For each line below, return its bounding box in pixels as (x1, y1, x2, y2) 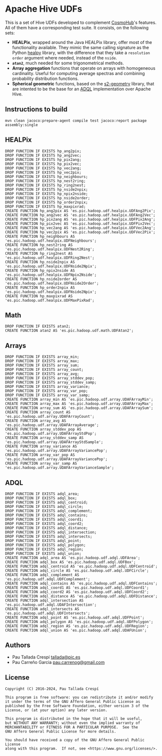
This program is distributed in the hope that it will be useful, (5, 716, 143, 721)
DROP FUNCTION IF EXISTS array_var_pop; (5, 388, 89, 393)
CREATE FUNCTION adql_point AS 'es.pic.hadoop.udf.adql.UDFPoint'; (5, 615, 145, 620)
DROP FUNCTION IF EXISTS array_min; (5, 354, 79, 359)
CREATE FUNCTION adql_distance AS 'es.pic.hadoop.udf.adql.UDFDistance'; (5, 594, 158, 599)
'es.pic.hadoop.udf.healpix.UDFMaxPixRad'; (5, 298, 95, 303)
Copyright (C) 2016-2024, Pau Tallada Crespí (5, 686, 99, 691)
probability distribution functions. (12, 76, 79, 81)
